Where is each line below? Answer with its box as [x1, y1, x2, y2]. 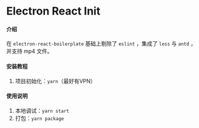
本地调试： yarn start [15, 107, 70, 114]
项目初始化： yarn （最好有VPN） [15, 77, 96, 84]
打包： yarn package [15, 114, 64, 122]
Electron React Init [6, 4, 101, 18]
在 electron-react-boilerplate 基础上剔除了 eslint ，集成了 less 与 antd [6, 40, 189, 47]
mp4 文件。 [23, 47, 53, 55]
